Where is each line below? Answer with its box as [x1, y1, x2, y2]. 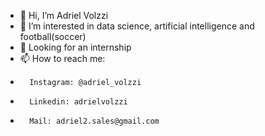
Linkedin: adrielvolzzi [29, 97, 128, 107]
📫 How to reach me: [19, 53, 106, 64]
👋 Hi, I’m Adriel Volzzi [19, 10, 109, 21]
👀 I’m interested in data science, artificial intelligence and [19, 20, 255, 32]
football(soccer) [19, 31, 87, 42]
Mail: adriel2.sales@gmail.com [29, 116, 160, 126]
